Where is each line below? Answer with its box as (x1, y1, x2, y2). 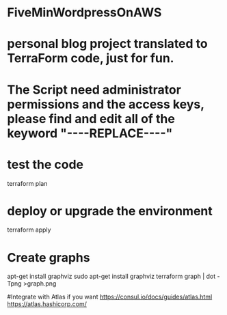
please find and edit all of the (7, 111, 176, 126)
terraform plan (7, 179, 48, 187)
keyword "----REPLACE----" (7, 125, 173, 141)
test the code (7, 156, 84, 172)
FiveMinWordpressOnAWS (7, 5, 162, 20)
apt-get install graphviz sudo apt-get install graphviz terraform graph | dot (7, 272, 216, 281)
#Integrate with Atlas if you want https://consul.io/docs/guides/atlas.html (7, 292, 213, 301)
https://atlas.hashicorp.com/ (7, 300, 88, 308)
